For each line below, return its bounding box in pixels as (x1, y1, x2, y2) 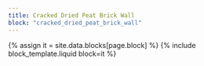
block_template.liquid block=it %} (8, 49, 117, 58)
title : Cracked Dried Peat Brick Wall (8, 11, 135, 20)
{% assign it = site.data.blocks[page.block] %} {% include (8, 40, 196, 49)
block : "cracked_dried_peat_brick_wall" (8, 19, 143, 27)
